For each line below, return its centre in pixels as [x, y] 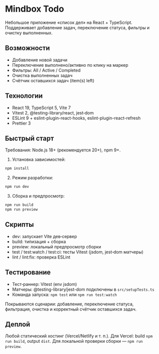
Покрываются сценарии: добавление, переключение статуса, [70, 304]
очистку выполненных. [29, 33]
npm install [17, 168]
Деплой [18, 324]
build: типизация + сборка [39, 242]
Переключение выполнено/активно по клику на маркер [70, 65]
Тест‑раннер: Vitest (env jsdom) [44, 284]
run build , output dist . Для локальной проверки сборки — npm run [74, 341]
